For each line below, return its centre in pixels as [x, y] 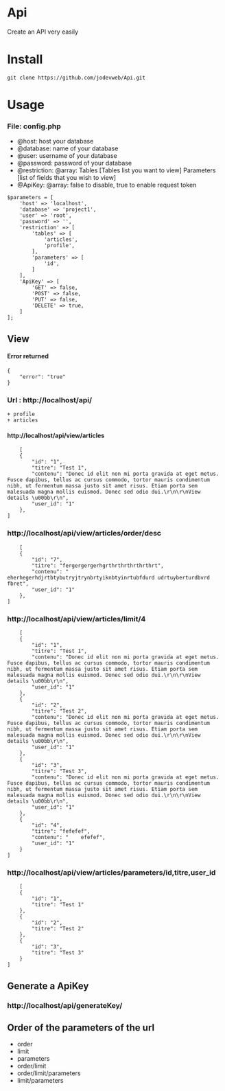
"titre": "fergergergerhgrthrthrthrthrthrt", [98, 565]
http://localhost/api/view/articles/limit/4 [76, 619]
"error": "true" [43, 377]
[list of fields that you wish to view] [67, 178]
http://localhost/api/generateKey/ [65, 1005]
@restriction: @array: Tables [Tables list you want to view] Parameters [116, 170]
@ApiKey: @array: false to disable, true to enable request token [107, 185]
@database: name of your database [68, 148]
